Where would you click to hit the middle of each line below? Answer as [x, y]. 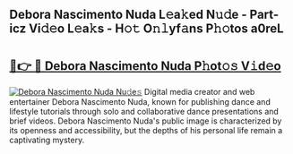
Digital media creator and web [199, 92]
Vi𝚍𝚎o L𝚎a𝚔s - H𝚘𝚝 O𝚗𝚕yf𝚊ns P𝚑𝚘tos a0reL [156, 29]
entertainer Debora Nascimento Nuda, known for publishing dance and [140, 102]
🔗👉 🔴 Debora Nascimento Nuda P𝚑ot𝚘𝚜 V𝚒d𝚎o [145, 66]
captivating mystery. [47, 140]
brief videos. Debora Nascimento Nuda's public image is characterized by [146, 121]
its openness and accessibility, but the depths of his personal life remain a [146, 130]
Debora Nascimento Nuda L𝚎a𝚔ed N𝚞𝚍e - [129, 15]
